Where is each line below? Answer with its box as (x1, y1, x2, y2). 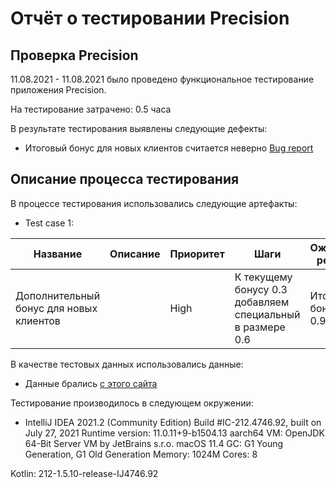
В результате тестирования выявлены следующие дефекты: (10, 123, 268, 134)
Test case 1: (24, 217, 75, 229)
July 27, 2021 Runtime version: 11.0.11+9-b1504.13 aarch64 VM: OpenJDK (24, 427, 325, 439)
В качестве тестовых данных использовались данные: (10, 358, 244, 370)
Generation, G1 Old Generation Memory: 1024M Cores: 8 (24, 448, 258, 460)
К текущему (234, 270, 293, 284)
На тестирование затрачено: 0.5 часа (10, 103, 172, 115)
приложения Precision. (10, 84, 107, 96)
